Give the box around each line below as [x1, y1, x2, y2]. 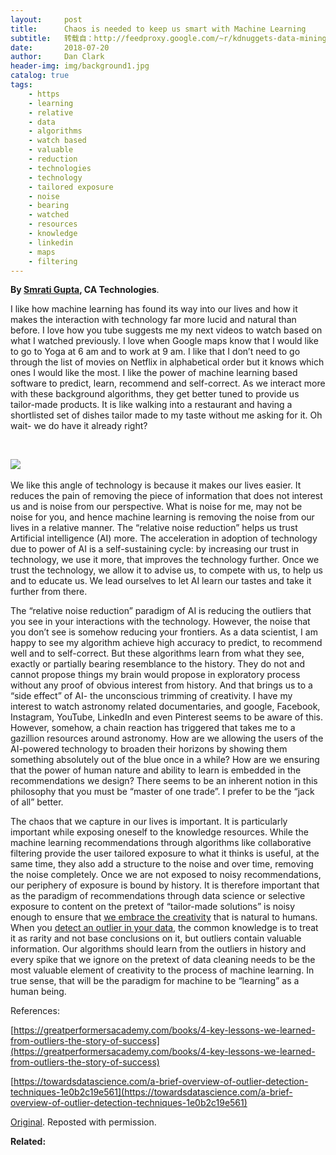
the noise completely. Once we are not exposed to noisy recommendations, [10, 869, 322, 881]
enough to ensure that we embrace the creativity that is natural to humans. [10, 911, 318, 923]
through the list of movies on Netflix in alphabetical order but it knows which [10, 356, 325, 368]
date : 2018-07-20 [10, 42, 110, 53]
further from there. [10, 586, 88, 598]
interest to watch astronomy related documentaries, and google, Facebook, [10, 701, 321, 713]
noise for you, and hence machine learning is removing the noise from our [10, 511, 315, 523]
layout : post [10, 14, 83, 25]
